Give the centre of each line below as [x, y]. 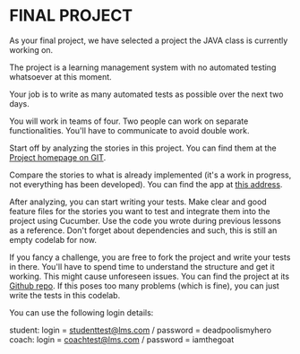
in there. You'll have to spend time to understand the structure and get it [142, 266]
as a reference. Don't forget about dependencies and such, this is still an [143, 230]
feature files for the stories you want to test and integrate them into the [140, 211]
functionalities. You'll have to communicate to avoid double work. [129, 130]
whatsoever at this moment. [60, 76]
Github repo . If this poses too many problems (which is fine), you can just [144, 285]
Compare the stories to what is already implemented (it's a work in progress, [150, 175]
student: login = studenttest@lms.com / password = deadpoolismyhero [140, 330]
